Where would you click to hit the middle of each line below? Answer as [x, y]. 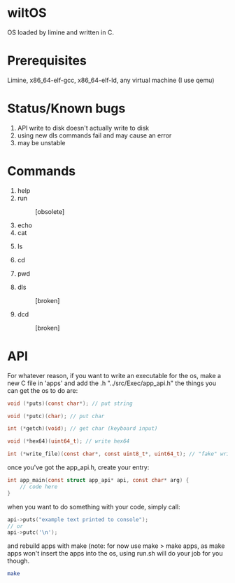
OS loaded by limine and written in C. [60, 32]
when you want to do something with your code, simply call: [94, 507]
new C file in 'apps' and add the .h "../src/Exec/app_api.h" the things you [112, 383]
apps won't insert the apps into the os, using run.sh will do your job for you [115, 554]
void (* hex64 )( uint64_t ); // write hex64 [69, 441]
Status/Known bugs [66, 108]
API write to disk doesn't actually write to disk [83, 128]
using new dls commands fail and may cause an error [94, 135]
